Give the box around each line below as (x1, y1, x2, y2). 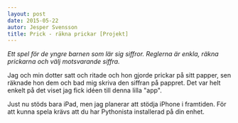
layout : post (7, 10, 46, 18)
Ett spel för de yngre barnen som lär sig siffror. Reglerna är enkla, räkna (7, 50, 219, 58)
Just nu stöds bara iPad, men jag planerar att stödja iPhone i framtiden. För (7, 100, 227, 109)
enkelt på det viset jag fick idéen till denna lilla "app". (7, 86, 162, 95)
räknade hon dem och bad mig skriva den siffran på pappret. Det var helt (7, 79, 221, 87)
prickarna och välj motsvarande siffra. (7, 58, 120, 66)
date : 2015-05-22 (7, 17, 59, 24)
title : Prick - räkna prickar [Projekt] (7, 30, 129, 38)
